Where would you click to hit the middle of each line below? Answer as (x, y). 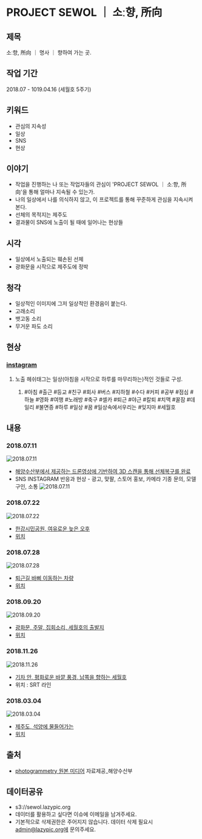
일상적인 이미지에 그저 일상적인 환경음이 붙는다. (71, 304)
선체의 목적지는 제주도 (41, 215)
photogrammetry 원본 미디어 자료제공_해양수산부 (74, 771)
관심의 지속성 (31, 126)
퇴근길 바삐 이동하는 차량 (44, 578)
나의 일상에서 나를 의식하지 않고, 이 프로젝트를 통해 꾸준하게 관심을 (93, 200)
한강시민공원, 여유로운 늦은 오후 (52, 529)
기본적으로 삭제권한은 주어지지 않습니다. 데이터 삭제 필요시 (84, 821)
